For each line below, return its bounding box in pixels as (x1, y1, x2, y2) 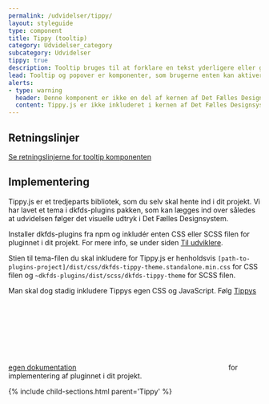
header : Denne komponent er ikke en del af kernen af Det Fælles (15, 94, 239, 102)
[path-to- (217, 254, 251, 263)
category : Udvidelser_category (8, 42, 113, 50)
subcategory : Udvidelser (8, 49, 91, 57)
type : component (8, 26, 62, 34)
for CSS (231, 261, 259, 271)
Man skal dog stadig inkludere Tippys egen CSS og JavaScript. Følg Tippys (8, 285, 257, 295)
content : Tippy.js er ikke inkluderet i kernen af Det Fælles (15, 101, 227, 109)
